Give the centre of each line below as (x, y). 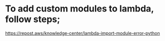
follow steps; (33, 19)
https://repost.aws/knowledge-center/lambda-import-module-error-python (82, 33)
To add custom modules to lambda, (79, 9)
